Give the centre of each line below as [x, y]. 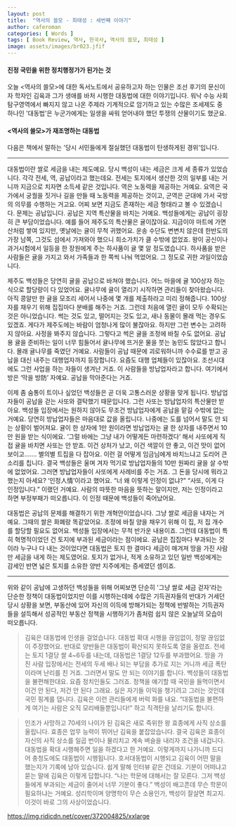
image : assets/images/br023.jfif [56, 46]
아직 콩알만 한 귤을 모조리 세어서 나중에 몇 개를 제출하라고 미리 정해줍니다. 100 [114, 298]
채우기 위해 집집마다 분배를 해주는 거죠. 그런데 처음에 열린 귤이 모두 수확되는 [124, 308]
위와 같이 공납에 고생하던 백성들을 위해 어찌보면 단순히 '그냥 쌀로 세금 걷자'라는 [115, 588]
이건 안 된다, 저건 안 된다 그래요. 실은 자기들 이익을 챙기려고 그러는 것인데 [124, 690]
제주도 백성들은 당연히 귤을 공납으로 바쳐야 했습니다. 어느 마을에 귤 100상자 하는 [116, 281]
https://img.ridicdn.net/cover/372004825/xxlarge [78, 816]
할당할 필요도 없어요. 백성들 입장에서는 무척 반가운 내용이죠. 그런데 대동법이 [118, 531]
